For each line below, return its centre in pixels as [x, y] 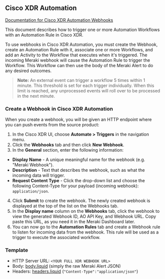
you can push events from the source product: [52, 125]
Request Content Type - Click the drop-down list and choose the [79, 181]
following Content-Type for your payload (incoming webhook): [75, 186]
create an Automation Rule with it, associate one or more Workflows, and [79, 49]
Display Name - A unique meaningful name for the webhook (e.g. [79, 159]
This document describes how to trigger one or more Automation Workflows [82, 30]
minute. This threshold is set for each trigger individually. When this [85, 85]
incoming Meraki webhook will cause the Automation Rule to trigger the [78, 60]
